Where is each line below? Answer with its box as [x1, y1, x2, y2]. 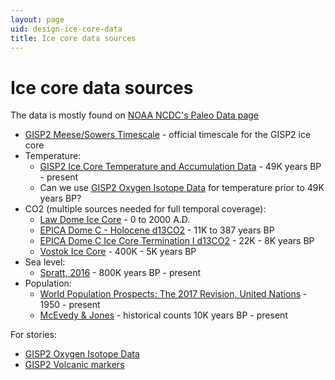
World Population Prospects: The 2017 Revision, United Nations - [39, 288, 308, 300]
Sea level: [24, 256, 66, 268]
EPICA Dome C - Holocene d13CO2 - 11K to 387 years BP [39, 224, 275, 236]
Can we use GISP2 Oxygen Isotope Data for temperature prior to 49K [39, 182, 325, 194]
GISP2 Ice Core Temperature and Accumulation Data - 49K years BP [39, 161, 322, 173]
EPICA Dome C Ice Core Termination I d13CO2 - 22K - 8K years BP [39, 235, 315, 247]
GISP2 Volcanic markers [24, 359, 125, 371]
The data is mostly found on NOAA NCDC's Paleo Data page [10, 109, 260, 121]
